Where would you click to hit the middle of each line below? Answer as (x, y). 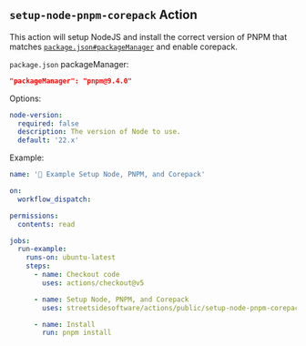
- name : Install (64, 324)
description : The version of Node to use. (99, 132)
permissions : (34, 216)
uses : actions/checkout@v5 (93, 283)
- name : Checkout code (76, 275)
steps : (38, 266)
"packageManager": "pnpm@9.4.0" (71, 81)
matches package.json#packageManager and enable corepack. (124, 46)
